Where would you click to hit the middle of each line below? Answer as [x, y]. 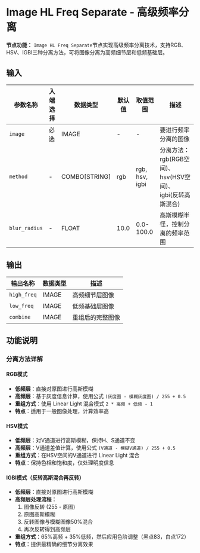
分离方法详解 [25, 359]
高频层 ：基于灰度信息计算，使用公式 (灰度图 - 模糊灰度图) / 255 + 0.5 [100, 396]
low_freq [21, 306]
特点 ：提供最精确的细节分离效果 [54, 544]
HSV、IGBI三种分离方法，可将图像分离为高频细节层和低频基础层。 [87, 52]
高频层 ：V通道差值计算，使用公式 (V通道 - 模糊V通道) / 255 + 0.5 [95, 448]
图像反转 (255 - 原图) [49, 507]
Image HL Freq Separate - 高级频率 [93, 12]
